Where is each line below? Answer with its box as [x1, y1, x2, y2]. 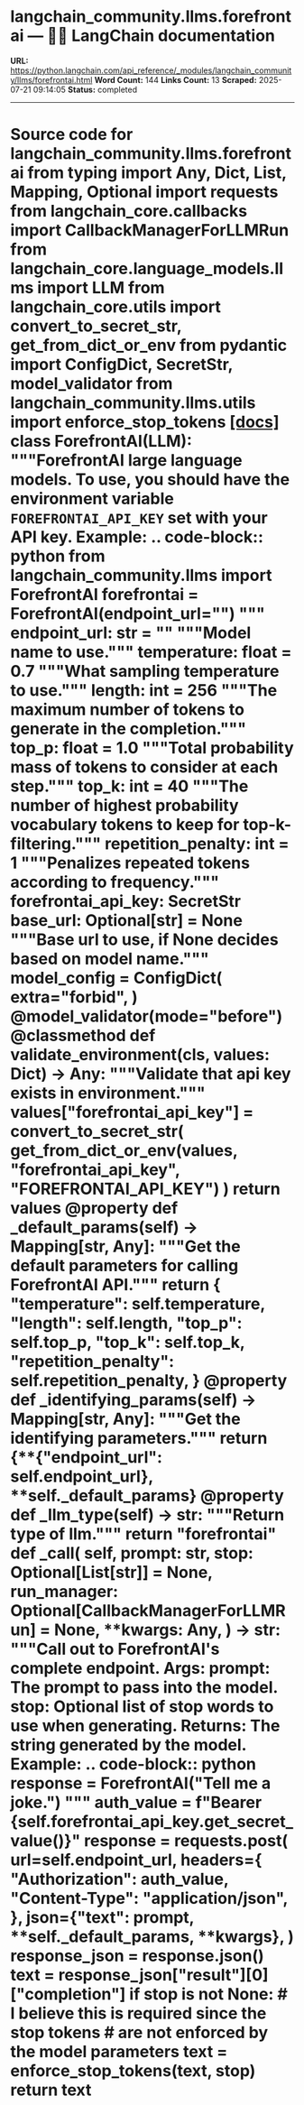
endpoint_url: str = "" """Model [10, 623, 252, 643]
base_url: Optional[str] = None [10, 910, 243, 931]
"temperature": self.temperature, [10, 1294, 265, 1315]
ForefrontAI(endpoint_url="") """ [10, 604, 265, 624]
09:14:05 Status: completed [32, 84, 138, 95]
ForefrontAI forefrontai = [10, 585, 199, 605]
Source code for [10, 125, 134, 145]
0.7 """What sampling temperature [10, 661, 280, 682]
